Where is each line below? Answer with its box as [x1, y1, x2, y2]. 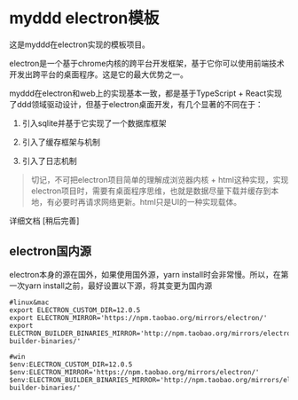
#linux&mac [9, 298, 50, 307]
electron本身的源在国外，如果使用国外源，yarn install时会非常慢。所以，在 [9, 269, 281, 279]
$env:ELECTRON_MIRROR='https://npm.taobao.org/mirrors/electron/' [9, 367, 260, 377]
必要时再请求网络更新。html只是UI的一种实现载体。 [54, 196, 242, 207]
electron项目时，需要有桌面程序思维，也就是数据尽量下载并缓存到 [30, 185, 271, 196]
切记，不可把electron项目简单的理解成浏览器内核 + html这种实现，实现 [30, 174, 289, 184]
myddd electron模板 [9, 8, 160, 28]
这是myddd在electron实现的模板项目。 [9, 39, 151, 50]
